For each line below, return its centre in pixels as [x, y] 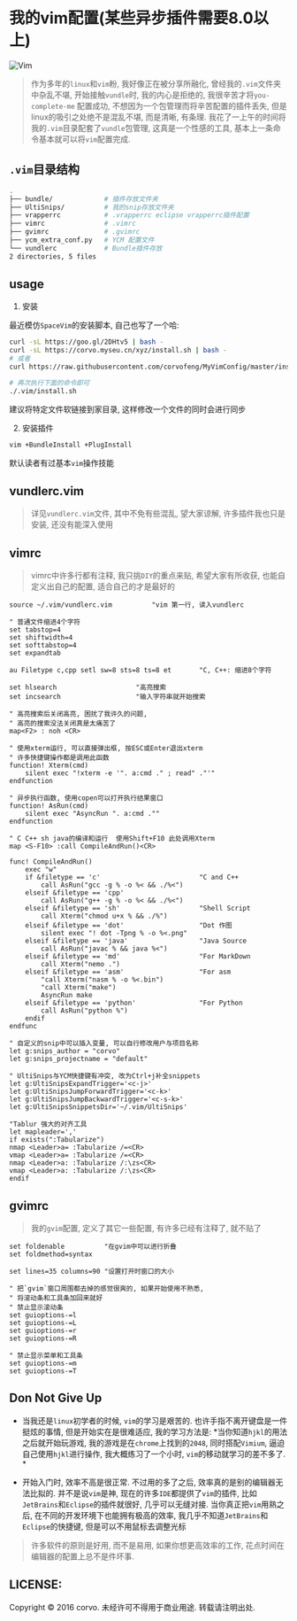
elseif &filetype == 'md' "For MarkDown [138, 957]
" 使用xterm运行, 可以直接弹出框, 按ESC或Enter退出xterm [106, 748]
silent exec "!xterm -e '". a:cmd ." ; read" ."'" [120, 773]
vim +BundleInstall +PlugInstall [71, 445]
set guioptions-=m [43, 1363]
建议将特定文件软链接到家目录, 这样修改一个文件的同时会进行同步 [127, 409]
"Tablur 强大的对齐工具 [48, 1125]
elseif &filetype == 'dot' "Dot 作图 [129, 926]
